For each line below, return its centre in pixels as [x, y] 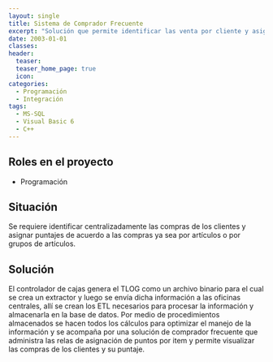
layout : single [34, 16]
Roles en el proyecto [61, 162]
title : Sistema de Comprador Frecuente [76, 24]
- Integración [39, 99]
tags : [17, 106]
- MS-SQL [30, 114]
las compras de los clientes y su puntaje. [76, 349]
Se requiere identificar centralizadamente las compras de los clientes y [127, 226]
